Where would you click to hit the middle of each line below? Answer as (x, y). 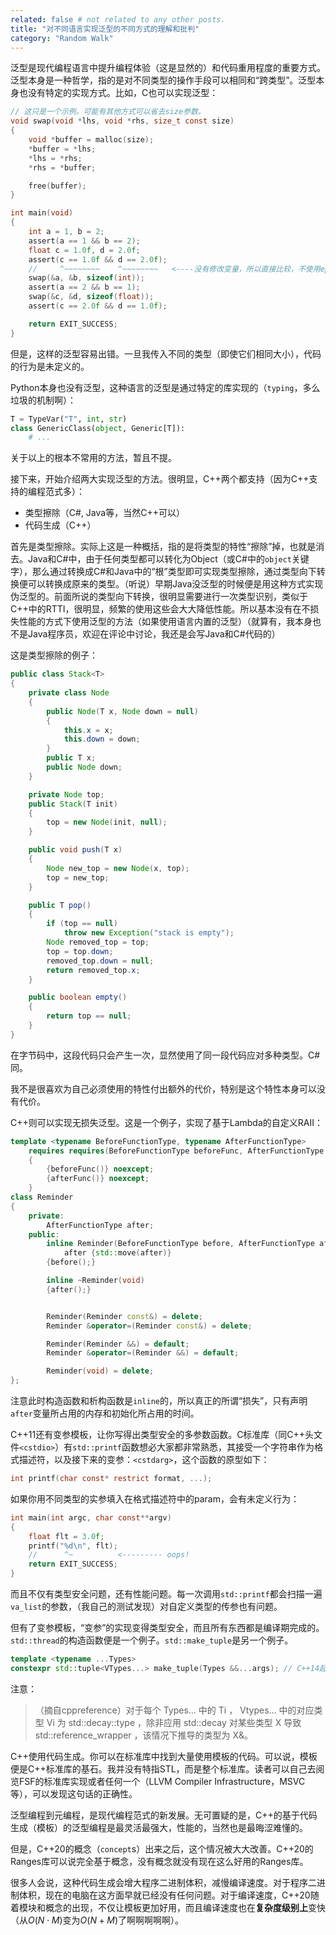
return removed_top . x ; (93, 970)
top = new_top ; (78, 877)
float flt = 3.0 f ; (66, 1536)
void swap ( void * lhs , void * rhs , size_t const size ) (122, 121)
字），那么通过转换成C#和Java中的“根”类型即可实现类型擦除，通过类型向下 (163, 572)
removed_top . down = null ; (100, 961)
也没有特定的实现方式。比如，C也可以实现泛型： (118, 93)
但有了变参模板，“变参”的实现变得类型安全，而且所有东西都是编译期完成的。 (167, 1627)
